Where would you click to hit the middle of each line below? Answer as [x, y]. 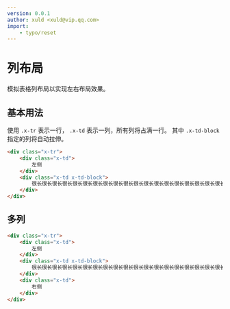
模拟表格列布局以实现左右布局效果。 [58, 89]
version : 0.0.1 [29, 13]
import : [18, 26]
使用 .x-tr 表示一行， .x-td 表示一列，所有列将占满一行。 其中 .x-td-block [113, 130]
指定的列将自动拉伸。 [37, 139]
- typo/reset [38, 33]
